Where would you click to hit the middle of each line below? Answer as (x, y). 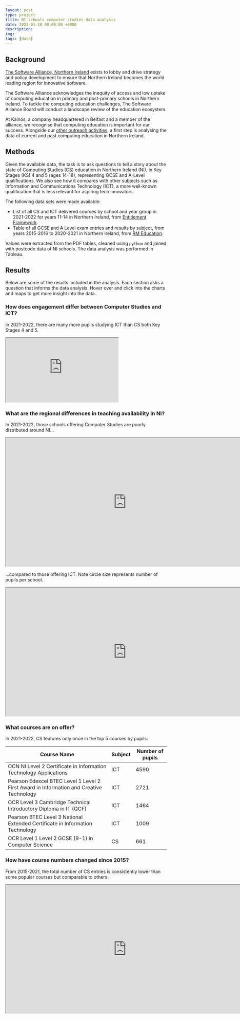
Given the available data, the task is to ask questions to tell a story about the (86, 164)
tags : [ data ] (19, 39)
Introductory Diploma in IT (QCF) (47, 809)
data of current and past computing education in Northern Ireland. (75, 135)
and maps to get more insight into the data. (51, 294)
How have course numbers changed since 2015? (67, 860)
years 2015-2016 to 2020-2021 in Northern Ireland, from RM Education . (88, 233)
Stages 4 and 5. (22, 330)
